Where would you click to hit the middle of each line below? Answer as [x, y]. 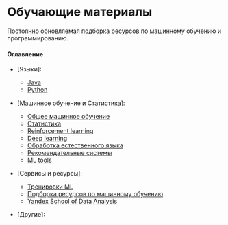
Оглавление [25, 54]
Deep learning [47, 139]
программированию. [38, 38]
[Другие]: [31, 215]
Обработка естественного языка [75, 145]
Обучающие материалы [80, 12]
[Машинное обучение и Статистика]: [71, 103]
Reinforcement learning [60, 131]
